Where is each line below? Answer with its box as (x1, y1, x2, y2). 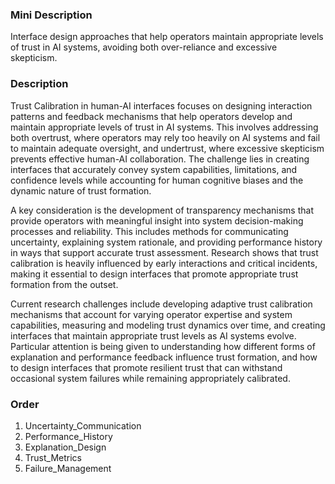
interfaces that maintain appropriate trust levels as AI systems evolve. (10, 329, 297, 342)
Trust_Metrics (24, 451, 82, 463)
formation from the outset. (10, 278, 119, 290)
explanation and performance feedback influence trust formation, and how (10, 351, 318, 363)
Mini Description (10, 8, 93, 22)
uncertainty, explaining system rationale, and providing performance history (10, 236, 323, 248)
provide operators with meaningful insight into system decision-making (10, 214, 304, 227)
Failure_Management (24, 462, 112, 474)
